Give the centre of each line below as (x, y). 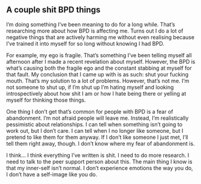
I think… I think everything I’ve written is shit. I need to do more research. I (98, 155)
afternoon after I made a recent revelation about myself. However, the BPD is (101, 61)
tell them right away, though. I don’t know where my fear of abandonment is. (100, 143)
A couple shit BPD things (53, 10)
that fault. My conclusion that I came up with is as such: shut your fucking (97, 74)
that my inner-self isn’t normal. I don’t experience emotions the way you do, (100, 168)
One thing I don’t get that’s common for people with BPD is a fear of (90, 111)
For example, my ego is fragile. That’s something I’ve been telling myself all (99, 55)
